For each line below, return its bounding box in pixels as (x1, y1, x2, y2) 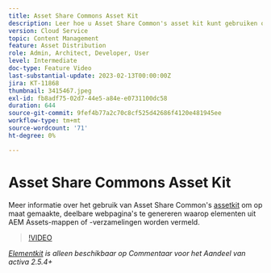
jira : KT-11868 (8, 79, 60, 87)
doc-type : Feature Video (8, 64, 92, 72)
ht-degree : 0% (8, 131, 56, 139)
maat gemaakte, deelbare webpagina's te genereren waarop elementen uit (8, 209, 256, 218)
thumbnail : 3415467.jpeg (8, 86, 92, 95)
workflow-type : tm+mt (8, 117, 81, 125)
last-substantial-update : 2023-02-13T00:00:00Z (8, 72, 172, 80)
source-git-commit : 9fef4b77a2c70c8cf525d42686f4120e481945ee (8, 110, 222, 118)
